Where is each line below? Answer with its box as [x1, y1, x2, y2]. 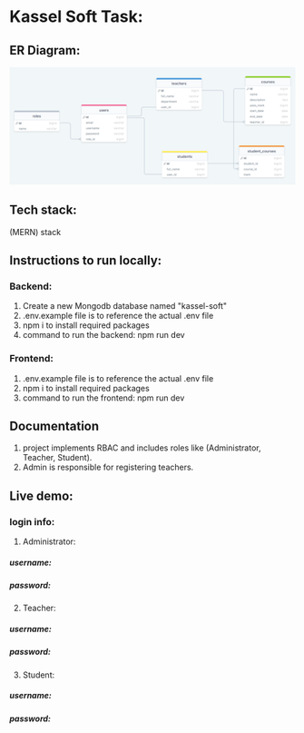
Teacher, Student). [22, 452, 93, 463]
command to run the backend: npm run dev [22, 330, 185, 341]
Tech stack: [9, 203, 77, 218]
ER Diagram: [9, 43, 81, 58]
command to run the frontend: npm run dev [22, 392, 185, 403]
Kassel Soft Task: [9, 6, 143, 27]
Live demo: [9, 488, 74, 503]
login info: [9, 515, 55, 528]
